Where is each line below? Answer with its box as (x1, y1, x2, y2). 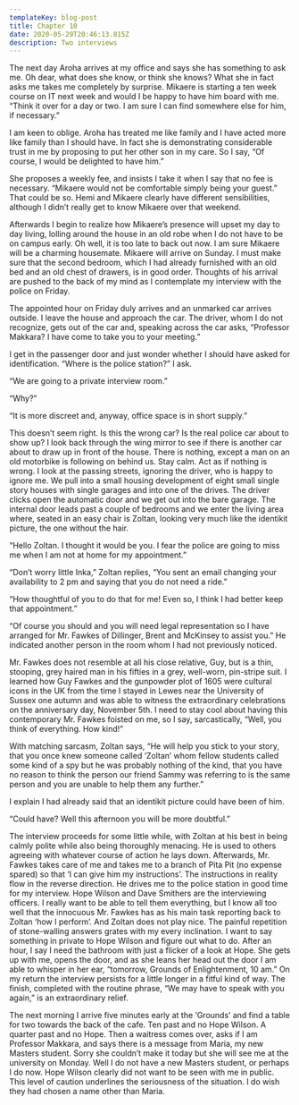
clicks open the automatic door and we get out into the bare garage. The (9, 494, 276, 506)
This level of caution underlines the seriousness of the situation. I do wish (9, 1076, 280, 1087)
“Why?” (9, 393, 37, 404)
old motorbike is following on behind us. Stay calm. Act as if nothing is (9, 456, 268, 467)
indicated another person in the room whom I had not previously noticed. (9, 640, 278, 650)
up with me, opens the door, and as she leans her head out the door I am (9, 955, 277, 965)
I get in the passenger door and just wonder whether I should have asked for (9, 349, 291, 360)
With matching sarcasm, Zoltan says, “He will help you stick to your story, (9, 741, 279, 752)
